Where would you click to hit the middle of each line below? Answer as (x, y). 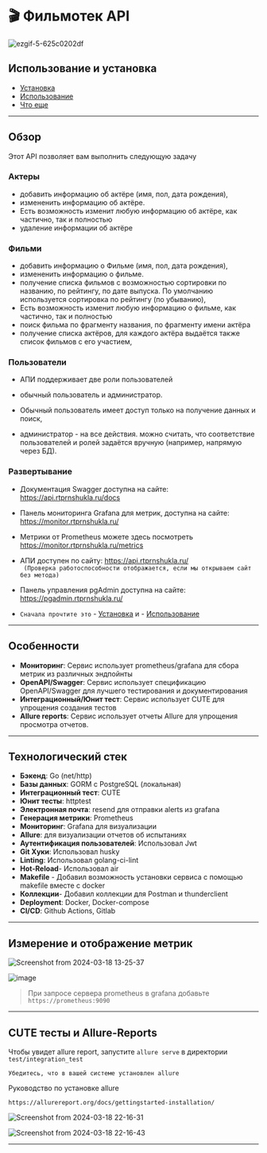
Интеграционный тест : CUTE (70, 793)
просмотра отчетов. (54, 724)
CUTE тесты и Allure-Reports (83, 1033)
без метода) (39, 575)
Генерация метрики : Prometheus (76, 818)
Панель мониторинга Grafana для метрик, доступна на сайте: (124, 513)
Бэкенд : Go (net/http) (56, 776)
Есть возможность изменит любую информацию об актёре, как (128, 211)
